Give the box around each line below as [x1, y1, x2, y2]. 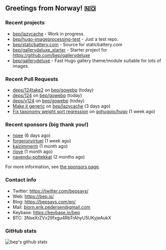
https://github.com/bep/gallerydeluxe [12, 52, 91, 58]
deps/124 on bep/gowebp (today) [12, 92, 82, 98]
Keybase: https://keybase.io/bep [12, 209, 80, 215]
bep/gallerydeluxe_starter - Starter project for [12, 46, 107, 53]
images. [12, 63, 29, 69]
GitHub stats [5, 227, 37, 234]
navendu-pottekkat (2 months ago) [12, 154, 85, 160]
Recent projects [5, 19, 45, 26]
